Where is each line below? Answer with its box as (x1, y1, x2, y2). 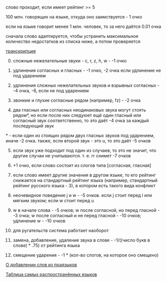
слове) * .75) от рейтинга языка (12, 243, 80, 248)
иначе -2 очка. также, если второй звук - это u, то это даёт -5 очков (5, 138, 151, 143)
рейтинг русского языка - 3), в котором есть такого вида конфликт (12, 183, 156, 188)
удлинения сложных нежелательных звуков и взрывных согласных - (12, 82, 160, 88)
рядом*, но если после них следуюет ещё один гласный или (12, 112, 141, 118)
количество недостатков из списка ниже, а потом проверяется (5, 38, 141, 44)
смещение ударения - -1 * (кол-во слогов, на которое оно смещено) (12, 252, 159, 258)
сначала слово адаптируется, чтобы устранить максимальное (5, 33, 139, 39)
